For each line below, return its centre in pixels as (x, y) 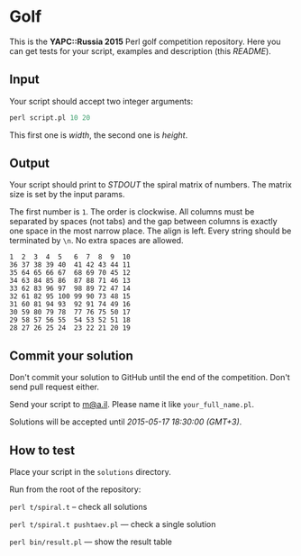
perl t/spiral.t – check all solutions (78, 507)
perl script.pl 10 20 (50, 118)
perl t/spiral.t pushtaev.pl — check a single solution (113, 524)
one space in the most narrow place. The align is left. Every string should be (150, 231)
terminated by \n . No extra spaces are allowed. (96, 241)
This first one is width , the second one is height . (99, 135)
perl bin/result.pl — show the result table (91, 542)
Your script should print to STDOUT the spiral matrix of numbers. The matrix (151, 185)
